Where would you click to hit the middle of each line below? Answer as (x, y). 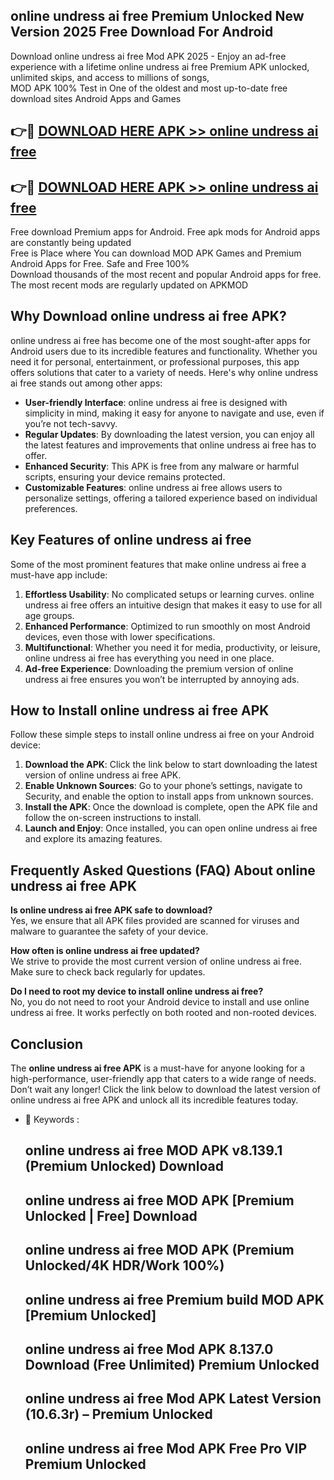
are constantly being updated (71, 243)
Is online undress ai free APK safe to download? (111, 910)
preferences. (51, 508)
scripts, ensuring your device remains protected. (125, 476)
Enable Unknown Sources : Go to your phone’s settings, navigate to (163, 786)
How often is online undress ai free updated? (105, 951)
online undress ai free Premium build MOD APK (174, 1299)
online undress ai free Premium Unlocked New (157, 16)
